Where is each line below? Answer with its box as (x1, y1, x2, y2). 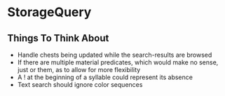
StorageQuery (7, 4, 92, 20)
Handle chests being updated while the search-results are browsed (17, 50, 212, 59)
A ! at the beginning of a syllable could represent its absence (17, 73, 193, 81)
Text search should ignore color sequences (17, 81, 143, 88)
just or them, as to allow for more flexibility (17, 66, 141, 74)
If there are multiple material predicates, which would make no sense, (17, 58, 219, 67)
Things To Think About (7, 32, 109, 44)
